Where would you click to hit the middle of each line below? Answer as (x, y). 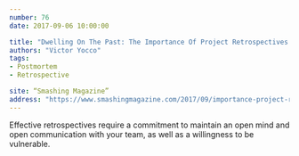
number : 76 (29, 17)
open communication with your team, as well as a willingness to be (132, 134)
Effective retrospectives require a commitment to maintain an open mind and (149, 125)
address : (25, 99)
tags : (19, 59)
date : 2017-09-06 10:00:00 (59, 26)
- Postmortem (33, 67)
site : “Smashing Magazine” (59, 91)
